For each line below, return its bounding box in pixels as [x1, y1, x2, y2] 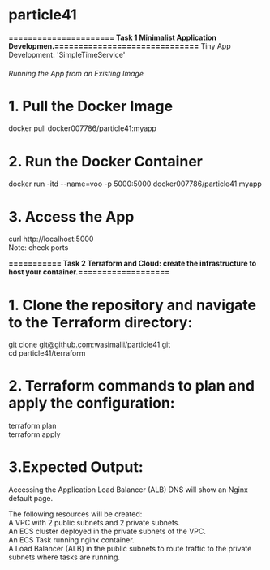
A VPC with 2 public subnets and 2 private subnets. [8, 518, 181, 528]
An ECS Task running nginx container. [8, 535, 135, 545]
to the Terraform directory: [8, 313, 193, 331]
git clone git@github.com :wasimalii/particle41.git [8, 339, 171, 350]
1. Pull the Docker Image [8, 97, 173, 115]
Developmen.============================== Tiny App [8, 41, 231, 50]
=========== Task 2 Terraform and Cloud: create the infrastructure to [8, 258, 257, 269]
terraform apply [8, 430, 61, 439]
